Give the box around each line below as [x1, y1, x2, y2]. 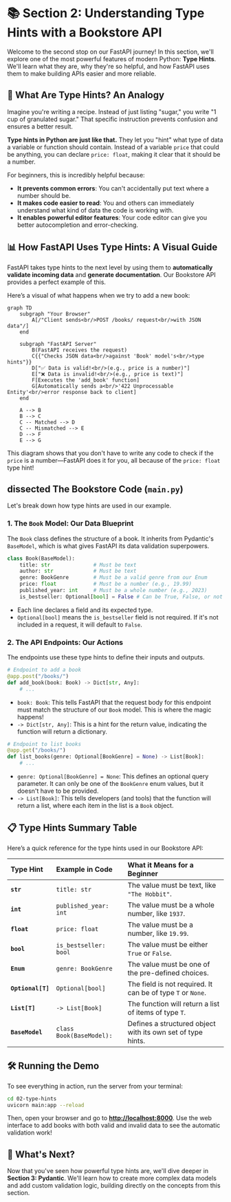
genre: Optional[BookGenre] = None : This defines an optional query [16, 772, 209, 780]
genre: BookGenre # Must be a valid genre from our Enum [19, 574, 208, 581]
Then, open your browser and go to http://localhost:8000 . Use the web [7, 1114, 212, 1122]
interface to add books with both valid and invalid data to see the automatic [7, 1122, 221, 1130]
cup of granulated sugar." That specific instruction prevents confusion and [7, 115, 218, 123]
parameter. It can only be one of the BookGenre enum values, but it [16, 780, 204, 788]
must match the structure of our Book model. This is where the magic [16, 706, 212, 714]
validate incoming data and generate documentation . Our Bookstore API [7, 270, 217, 278]
